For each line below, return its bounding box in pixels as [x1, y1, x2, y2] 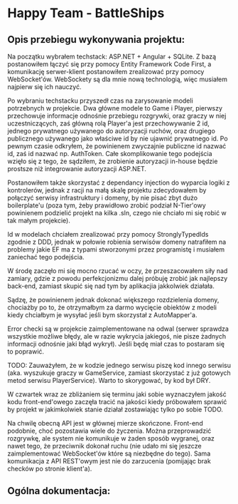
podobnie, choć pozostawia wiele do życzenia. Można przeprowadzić [7, 426, 212, 435]
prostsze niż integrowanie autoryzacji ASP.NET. [7, 165, 147, 173]
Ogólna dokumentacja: [7, 485, 111, 497]
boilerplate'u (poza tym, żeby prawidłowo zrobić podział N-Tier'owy [7, 201, 206, 210]
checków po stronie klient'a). [7, 465, 92, 473]
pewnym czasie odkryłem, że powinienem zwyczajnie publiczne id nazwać [7, 142, 227, 150]
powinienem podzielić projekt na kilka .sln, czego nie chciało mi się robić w [7, 209, 227, 217]
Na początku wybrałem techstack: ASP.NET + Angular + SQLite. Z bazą [7, 52, 217, 61]
